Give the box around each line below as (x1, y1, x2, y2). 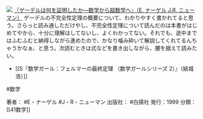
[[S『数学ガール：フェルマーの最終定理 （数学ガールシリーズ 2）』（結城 (15, 65, 194, 72)
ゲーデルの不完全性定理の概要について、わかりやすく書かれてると (23, 14, 188, 21)
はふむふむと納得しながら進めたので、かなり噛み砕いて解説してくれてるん (6, 37, 192, 44)
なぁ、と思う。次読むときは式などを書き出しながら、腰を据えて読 (22, 44, 187, 52)
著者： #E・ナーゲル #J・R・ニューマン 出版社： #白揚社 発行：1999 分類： (6, 98, 196, 106)
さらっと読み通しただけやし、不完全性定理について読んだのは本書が (16, 22, 187, 29)
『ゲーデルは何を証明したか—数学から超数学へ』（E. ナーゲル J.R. (13, 7, 177, 13)
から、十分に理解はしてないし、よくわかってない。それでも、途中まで (22, 29, 198, 36)
